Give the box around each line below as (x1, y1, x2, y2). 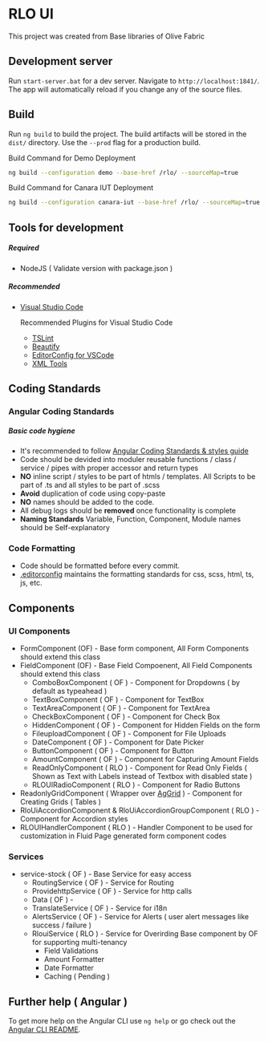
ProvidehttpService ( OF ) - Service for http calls (31, 886, 193, 896)
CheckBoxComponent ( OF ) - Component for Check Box (31, 712, 221, 721)
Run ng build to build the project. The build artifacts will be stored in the (8, 129, 247, 139)
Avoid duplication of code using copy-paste (19, 489, 166, 498)
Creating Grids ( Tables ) (19, 797, 102, 806)
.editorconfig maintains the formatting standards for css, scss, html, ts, (19, 570, 254, 579)
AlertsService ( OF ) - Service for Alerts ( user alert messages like (31, 912, 250, 922)
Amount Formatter (43, 955, 104, 964)
